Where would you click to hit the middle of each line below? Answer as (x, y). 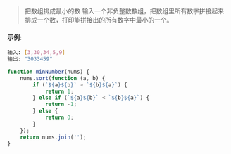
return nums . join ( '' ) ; (53, 137)
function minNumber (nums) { (49, 72)
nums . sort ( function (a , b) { (63, 78)
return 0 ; (59, 118)
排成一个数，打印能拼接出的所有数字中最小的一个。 (99, 20)
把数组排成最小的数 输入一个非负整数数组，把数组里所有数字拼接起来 (124, 11)
